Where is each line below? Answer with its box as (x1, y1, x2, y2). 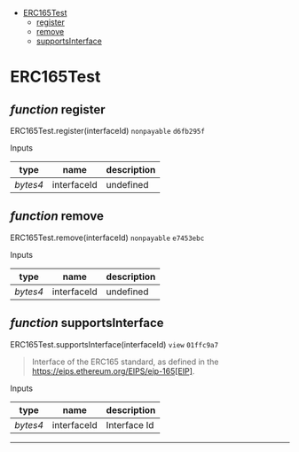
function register (10, 102, 106, 117)
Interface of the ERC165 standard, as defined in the (31, 356, 219, 367)
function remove (10, 208, 105, 224)
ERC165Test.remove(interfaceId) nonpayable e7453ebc (10, 232, 205, 243)
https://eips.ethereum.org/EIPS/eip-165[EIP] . (31, 365, 195, 376)
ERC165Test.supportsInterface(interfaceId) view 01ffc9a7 (10, 339, 219, 349)
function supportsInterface (10, 316, 164, 331)
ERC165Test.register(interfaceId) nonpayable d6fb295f (10, 126, 205, 136)
